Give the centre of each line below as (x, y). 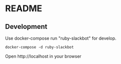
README (24, 9)
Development (26, 27)
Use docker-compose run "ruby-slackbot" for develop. (61, 38)
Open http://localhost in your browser (43, 56)
